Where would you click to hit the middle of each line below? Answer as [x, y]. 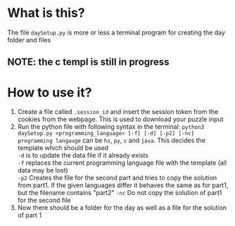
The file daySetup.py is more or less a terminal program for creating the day [116, 32]
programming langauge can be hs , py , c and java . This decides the [112, 140]
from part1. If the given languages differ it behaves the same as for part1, [123, 185]
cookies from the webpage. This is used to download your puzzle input [120, 119]
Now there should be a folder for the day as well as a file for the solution [122, 208]
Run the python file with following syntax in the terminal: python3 [111, 127]
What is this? [46, 13]
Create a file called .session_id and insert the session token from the [118, 112]
